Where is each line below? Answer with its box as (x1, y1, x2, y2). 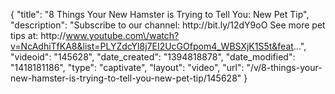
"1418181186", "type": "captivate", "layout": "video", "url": (10, 62, 245, 73)
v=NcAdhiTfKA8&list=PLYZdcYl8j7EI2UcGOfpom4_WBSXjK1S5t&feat (10, 40, 294, 52)
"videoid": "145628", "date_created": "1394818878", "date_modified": (10, 51, 296, 63)
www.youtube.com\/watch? (65, 30, 180, 41)
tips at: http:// (10, 30, 67, 41)
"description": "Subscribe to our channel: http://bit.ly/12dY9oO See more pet (10, 19, 326, 31)
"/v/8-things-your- (246, 62, 323, 73)
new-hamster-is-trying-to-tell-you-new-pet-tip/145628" (10, 72, 242, 84)
